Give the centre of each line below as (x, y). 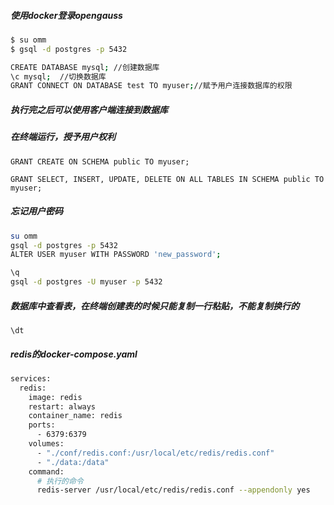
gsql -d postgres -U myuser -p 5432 (86, 282)
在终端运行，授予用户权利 (63, 137)
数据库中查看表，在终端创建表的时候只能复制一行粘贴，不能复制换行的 (155, 306)
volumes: (46, 444)
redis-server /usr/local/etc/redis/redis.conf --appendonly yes (173, 490)
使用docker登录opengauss (66, 15)
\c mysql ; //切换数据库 (58, 76)
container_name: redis (75, 416)
